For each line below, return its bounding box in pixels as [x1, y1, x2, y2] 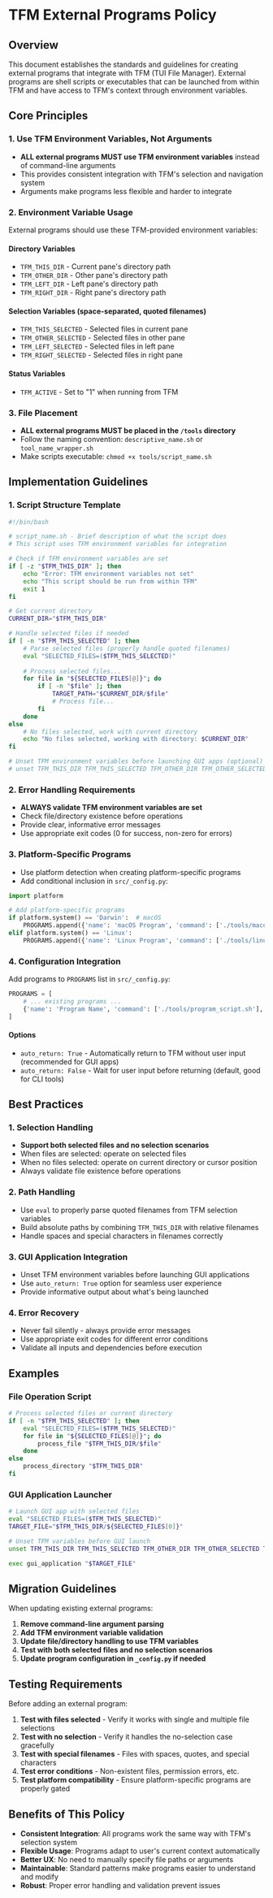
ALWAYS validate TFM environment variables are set [19, 803, 203, 812]
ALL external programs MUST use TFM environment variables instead [19, 152, 260, 162]
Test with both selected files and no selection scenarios [19, 1645, 213, 1655]
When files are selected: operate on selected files [19, 1149, 187, 1159]
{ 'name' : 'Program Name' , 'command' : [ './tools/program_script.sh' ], [23, 1005, 264, 1013]
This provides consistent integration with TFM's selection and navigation [19, 169, 264, 179]
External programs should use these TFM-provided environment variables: [8, 225, 258, 235]
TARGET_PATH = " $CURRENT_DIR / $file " [51, 690, 169, 698]
